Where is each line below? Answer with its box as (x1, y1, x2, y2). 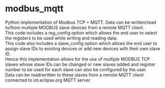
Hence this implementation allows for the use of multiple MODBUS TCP (5, 56, 150, 62)
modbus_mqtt (5, 3, 64, 14)
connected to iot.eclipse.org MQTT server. (5, 77, 91, 83)
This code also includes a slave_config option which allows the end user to (5, 40, 157, 46)
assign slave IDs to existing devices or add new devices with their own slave (5, 45, 161, 51)
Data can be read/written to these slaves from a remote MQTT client (5, 72, 144, 78)
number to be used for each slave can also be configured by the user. (5, 66, 147, 72)
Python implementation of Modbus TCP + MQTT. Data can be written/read (5, 19, 157, 25)
